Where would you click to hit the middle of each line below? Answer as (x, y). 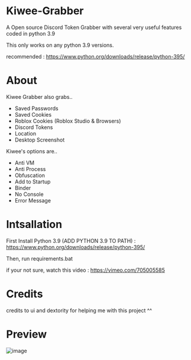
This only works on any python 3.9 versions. (60, 45)
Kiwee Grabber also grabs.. (39, 97)
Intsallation (34, 225)
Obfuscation (30, 175)
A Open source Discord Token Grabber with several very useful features (94, 27)
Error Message (33, 200)
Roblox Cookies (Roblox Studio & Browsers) (68, 121)
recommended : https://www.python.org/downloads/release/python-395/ (96, 56)
